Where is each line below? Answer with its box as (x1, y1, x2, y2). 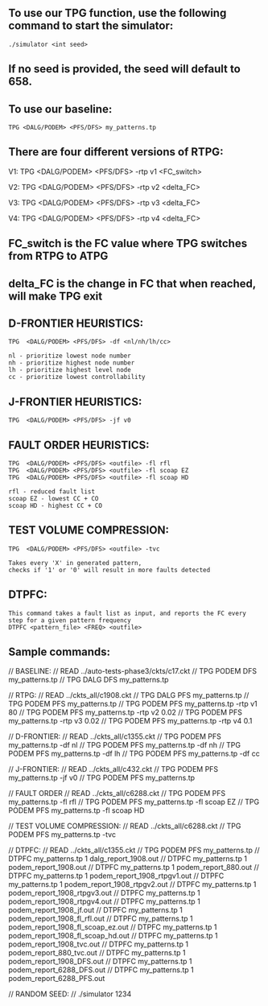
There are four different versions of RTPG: (8, 145, 224, 159)
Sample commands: (8, 645, 111, 659)
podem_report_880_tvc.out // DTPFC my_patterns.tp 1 (8, 948, 186, 958)
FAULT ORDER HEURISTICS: (8, 438, 150, 451)
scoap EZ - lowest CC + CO (8, 495, 99, 503)
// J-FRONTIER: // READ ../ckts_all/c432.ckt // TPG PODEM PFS (8, 765, 219, 774)
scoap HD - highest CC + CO (8, 502, 103, 510)
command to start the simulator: (8, 19, 174, 33)
